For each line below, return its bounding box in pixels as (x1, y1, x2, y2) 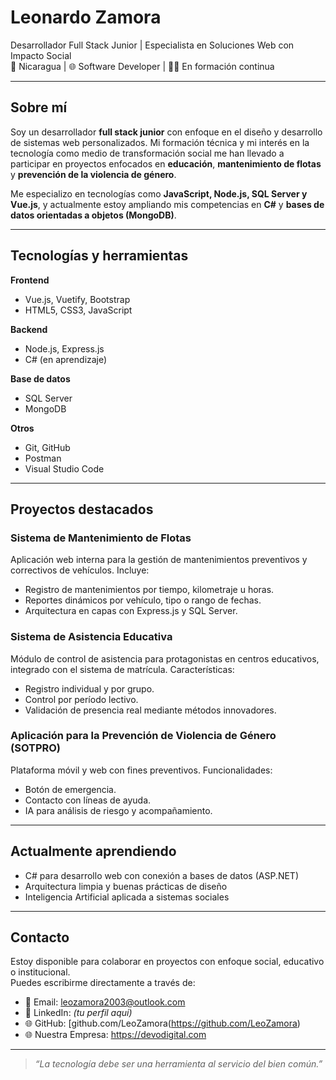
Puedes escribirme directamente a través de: (10, 977, 196, 989)
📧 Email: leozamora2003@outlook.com (24, 996, 186, 1008)
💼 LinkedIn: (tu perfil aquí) (24, 1007, 133, 1019)
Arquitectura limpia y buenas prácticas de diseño (24, 880, 228, 892)
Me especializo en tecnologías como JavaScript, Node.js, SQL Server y (10, 187, 308, 200)
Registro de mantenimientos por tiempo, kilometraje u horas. (24, 584, 275, 596)
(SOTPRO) (10, 741, 61, 755)
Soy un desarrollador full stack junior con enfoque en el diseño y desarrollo (10, 126, 323, 138)
